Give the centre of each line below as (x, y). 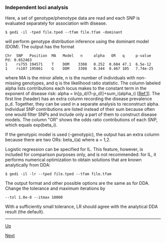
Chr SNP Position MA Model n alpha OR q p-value (78, 56)
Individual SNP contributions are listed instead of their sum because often (80, 109)
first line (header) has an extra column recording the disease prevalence (79, 99)
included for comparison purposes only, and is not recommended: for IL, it (81, 155)
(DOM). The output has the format (40, 47)
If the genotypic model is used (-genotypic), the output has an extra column (82, 135)
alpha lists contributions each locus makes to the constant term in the (76, 88)
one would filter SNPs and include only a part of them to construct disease (81, 114)
